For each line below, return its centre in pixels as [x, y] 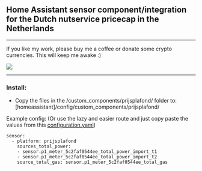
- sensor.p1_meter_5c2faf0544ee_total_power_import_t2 [87, 157]
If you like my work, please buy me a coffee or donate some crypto [89, 49]
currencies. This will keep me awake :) [54, 55]
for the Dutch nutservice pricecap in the [83, 19]
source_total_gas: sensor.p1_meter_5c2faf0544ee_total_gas [93, 162]
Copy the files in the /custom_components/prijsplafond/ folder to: [96, 101]
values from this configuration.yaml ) [51, 125]
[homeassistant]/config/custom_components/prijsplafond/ [87, 107]
